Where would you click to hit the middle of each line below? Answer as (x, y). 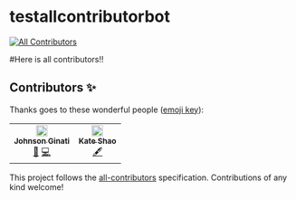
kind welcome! (37, 186)
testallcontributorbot (90, 17)
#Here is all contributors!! (57, 59)
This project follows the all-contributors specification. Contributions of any (148, 177)
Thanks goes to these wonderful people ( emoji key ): (107, 110)
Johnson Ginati (42, 141)
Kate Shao (97, 141)
